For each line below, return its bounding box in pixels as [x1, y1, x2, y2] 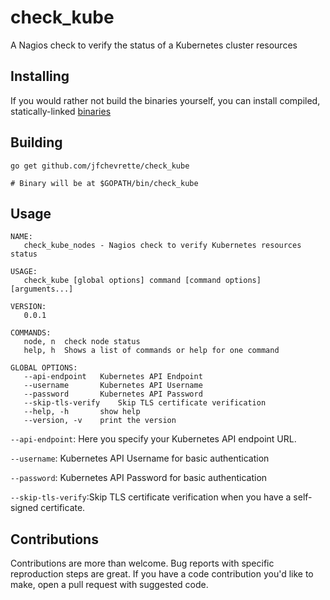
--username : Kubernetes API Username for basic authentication [10, 452, 270, 465]
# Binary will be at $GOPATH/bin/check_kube [10, 178, 199, 188]
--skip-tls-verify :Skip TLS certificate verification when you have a [10, 491, 292, 503]
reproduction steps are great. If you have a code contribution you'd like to [10, 568, 314, 580]
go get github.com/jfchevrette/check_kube [10, 161, 190, 171]
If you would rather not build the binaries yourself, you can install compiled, [10, 94, 321, 106]
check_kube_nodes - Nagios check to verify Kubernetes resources [23, 241, 302, 251]
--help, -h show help [23, 407, 141, 417]
